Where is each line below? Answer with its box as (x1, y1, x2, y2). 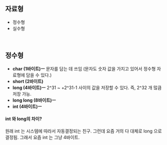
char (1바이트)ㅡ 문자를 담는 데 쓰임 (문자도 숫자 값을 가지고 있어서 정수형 (12, 65, 156, 71)
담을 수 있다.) (26, 72, 52, 78)
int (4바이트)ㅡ (12, 103, 42, 109)
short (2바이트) (12, 78, 44, 84)
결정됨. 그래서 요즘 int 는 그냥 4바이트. (5, 134, 80, 140)
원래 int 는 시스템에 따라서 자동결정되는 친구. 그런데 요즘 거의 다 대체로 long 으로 (5, 128, 162, 134)
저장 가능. (12, 91, 32, 97)
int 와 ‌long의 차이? (5, 116, 42, 122)
